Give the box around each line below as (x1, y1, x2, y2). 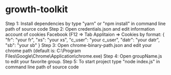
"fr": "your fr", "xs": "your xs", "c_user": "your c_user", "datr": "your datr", (5, 37, 160, 43)
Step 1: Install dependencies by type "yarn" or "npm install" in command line (5, 20, 166, 27)
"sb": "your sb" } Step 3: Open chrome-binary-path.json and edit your (5, 42, 152, 48)
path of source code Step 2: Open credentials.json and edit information (5, 26, 155, 32)
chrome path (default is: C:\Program (5, 47, 81, 54)
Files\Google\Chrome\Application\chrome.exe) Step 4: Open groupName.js (5, 53, 162, 59)
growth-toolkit (5, 4, 68, 15)
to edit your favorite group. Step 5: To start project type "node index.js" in (5, 58, 160, 64)
